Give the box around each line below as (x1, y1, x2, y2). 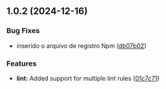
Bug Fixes (6, 26, 40, 36)
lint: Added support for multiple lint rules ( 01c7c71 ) (16, 74, 160, 82)
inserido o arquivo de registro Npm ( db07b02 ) (16, 41, 147, 50)
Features (6, 58, 37, 68)
